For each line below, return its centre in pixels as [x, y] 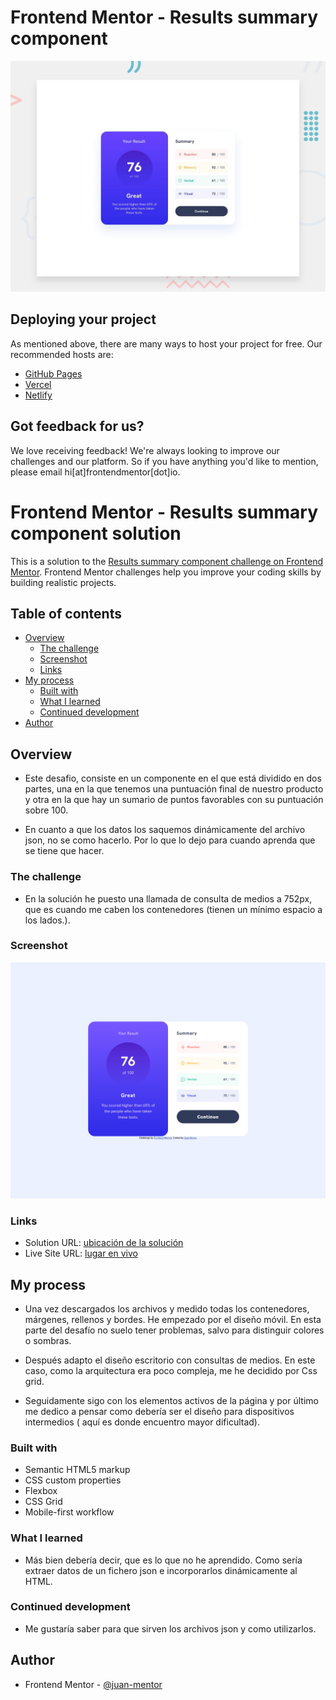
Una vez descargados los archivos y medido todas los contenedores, [167, 1308]
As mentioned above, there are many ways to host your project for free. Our [166, 343]
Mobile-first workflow [69, 1512]
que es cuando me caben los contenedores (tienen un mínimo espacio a [173, 909]
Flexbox [41, 1491]
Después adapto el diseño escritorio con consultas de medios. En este [170, 1360]
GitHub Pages [53, 373]
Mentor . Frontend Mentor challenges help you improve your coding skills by [166, 572]
